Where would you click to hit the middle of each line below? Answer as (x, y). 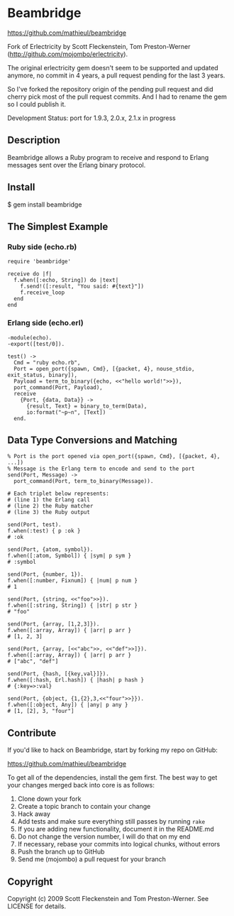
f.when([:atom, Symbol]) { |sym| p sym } (69, 556)
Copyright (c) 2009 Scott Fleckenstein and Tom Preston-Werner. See (108, 898)
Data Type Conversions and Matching (93, 440)
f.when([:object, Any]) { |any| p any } (68, 705)
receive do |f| (30, 274)
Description (34, 140)
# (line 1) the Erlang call (49, 500)
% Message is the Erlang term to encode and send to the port (101, 469)
